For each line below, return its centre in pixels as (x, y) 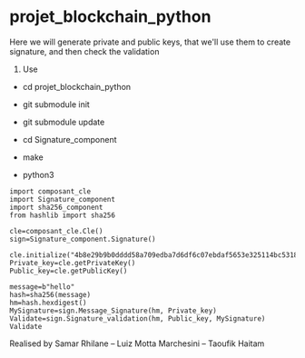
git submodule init (56, 104)
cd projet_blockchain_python (77, 86)
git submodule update (64, 122)
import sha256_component (56, 207)
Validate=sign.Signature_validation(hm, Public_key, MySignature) (138, 318)
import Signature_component (63, 199)
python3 (38, 174)
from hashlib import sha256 (63, 215)
